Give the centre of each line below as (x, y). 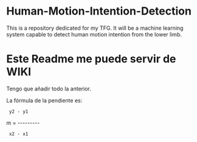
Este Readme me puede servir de (91, 59)
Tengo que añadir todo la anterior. (49, 89)
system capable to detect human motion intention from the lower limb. (94, 34)
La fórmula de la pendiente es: (44, 100)
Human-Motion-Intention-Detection (99, 11)
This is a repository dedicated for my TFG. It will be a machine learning (95, 28)
